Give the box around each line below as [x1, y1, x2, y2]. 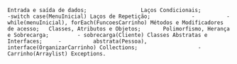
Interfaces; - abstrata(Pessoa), [7, 38, 148, 45]
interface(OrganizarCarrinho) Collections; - [7, 44, 202, 51]
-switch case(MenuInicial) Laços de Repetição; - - [7, 13, 231, 20]
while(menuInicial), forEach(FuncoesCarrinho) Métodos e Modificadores [7, 19, 224, 26]
